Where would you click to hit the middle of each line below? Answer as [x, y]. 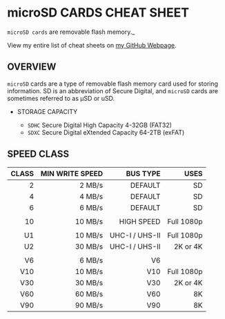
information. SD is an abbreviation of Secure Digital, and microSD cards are [113, 90]
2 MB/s [91, 185]
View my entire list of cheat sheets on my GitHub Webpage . [92, 45]
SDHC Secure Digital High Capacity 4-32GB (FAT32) [100, 125]
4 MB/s [91, 196]
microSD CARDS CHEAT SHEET [98, 13]
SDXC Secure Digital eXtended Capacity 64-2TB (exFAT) [106, 132]
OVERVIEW [32, 67]
